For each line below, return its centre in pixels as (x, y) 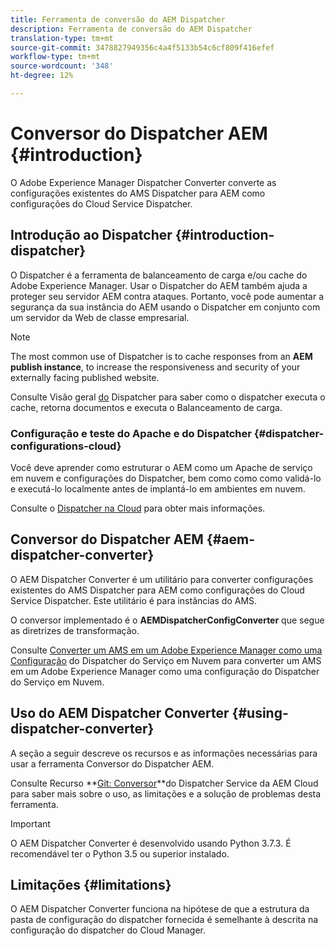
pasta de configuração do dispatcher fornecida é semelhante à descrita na (164, 920)
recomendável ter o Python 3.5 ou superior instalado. (120, 853)
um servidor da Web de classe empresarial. (100, 317)
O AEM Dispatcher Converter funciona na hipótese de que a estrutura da (160, 909)
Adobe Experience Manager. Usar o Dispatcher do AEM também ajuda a (159, 285)
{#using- (260, 713)
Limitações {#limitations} (91, 884)
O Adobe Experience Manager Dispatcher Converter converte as (143, 182)
